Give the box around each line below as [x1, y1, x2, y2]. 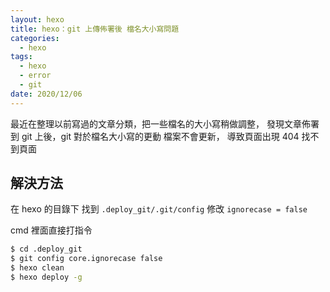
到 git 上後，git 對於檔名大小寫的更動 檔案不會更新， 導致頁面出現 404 [10, 130, 300, 142]
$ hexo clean [10, 263, 65, 273]
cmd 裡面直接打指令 [10, 224, 93, 236]
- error [19, 71, 52, 81]
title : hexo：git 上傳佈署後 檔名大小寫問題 [10, 24, 180, 34]
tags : [10, 52, 33, 62]
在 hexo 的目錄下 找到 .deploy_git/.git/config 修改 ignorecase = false [10, 203, 308, 215]
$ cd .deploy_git [10, 244, 83, 255]
